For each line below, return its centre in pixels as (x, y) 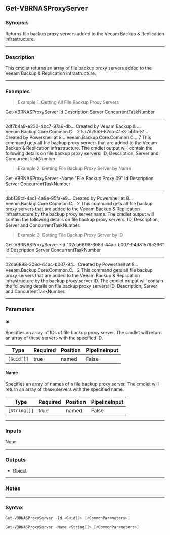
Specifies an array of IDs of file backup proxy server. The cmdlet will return (83, 333)
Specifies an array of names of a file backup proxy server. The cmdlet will (82, 384)
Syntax (14, 508)
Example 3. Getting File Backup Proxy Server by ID (70, 235)
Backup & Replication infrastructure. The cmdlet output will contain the (79, 148)
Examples (18, 91)
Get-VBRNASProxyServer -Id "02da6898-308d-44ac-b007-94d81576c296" (85, 245)
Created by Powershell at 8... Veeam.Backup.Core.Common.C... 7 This (78, 137)
